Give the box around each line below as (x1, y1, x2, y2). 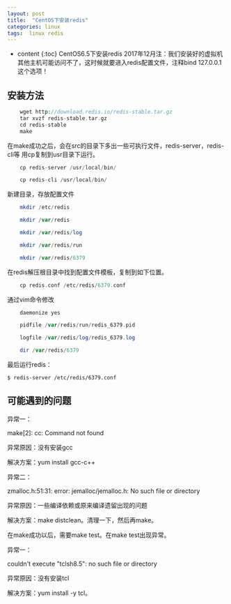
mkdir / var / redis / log (19, 229, 82, 236)
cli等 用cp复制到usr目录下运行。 (7, 150, 99, 158)
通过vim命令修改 (7, 295, 54, 303)
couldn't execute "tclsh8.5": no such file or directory (7, 559, 158, 568)
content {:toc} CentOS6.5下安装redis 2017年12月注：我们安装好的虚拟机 (17, 50, 223, 58)
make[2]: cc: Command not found (7, 428, 104, 437)
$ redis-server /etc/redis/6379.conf (7, 375, 117, 382)
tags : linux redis (7, 29, 64, 37)
